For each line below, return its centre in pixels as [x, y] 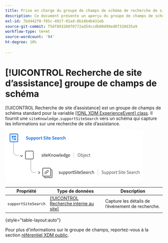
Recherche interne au [72, 204]
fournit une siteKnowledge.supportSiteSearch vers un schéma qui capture [81, 118]
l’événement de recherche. [132, 206]
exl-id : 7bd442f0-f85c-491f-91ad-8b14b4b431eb [54, 21]
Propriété [26, 191]
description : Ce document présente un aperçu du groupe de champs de [79, 16]
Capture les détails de [127, 201]
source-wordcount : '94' [30, 37]
